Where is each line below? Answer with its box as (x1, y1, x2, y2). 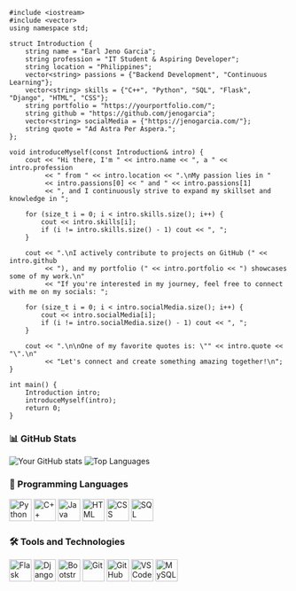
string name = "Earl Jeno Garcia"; (25, 47, 157, 56)
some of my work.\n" (9, 272, 86, 281)
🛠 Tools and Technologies (9, 535, 126, 548)
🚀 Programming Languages (9, 478, 129, 491)
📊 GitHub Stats (9, 432, 77, 445)
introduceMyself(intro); (25, 396, 117, 405)
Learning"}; (9, 78, 53, 87)
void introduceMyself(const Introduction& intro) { (9, 148, 204, 157)
